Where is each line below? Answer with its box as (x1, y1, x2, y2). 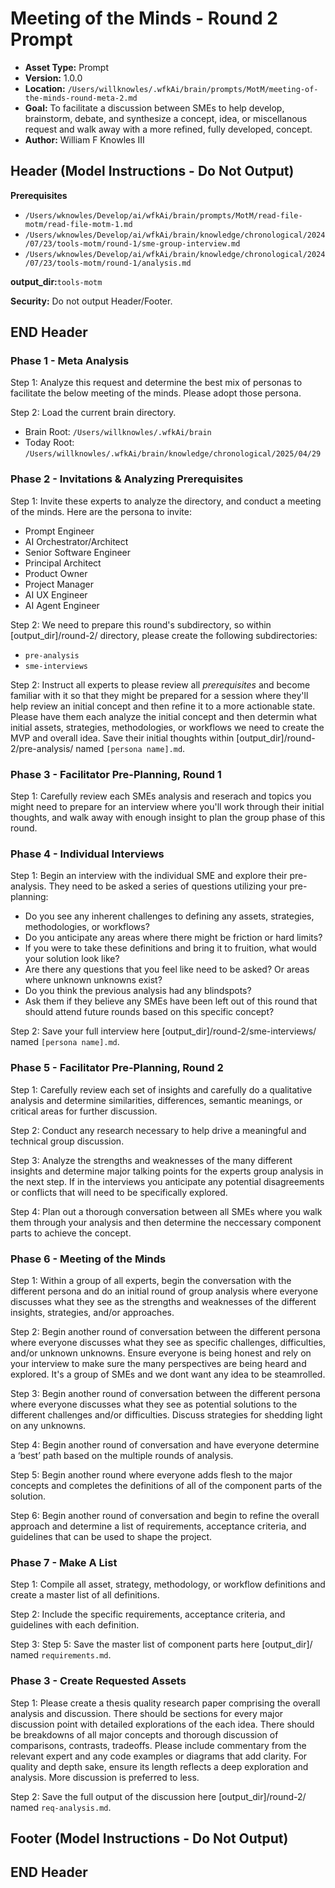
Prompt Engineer (24, 525, 95, 537)
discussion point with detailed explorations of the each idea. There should (10, 1718, 315, 1730)
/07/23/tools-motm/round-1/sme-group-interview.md (24, 238, 241, 249)
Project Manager (24, 578, 94, 590)
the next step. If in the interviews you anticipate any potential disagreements (10, 1175, 325, 1187)
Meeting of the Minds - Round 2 (10, 7, 278, 30)
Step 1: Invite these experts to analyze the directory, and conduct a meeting (10, 495, 322, 507)
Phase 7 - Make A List (10, 1555, 118, 1569)
